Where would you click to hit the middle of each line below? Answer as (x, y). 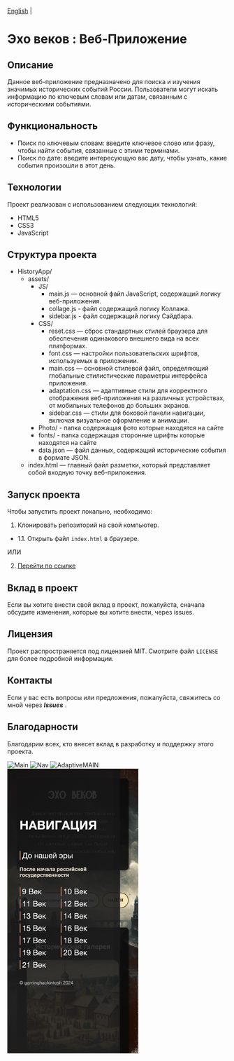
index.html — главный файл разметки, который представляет (119, 465)
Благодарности (43, 727)
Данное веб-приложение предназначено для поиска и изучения (104, 82)
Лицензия (30, 634)
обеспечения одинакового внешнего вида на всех (124, 338)
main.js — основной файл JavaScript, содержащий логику (135, 294)
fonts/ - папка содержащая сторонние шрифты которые (122, 435)
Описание (30, 65)
